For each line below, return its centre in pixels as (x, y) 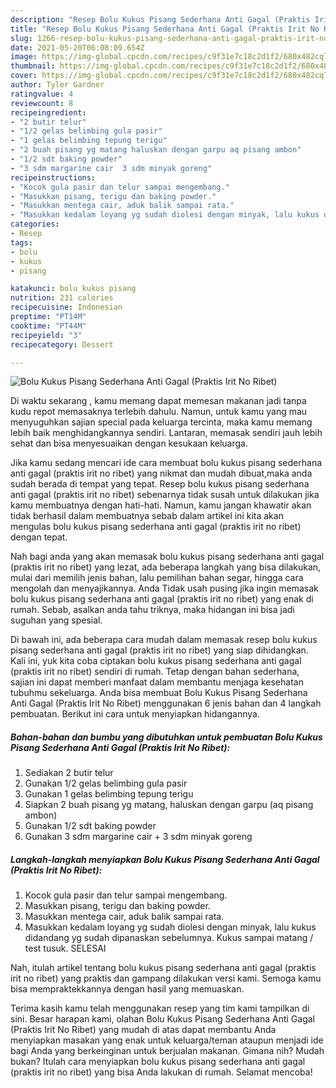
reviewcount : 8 (42, 103)
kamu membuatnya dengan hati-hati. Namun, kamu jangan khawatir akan (161, 505)
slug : (21, 38)
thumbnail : (33, 66)
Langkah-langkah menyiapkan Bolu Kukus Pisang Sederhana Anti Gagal (165, 859)
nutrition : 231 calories (62, 298)
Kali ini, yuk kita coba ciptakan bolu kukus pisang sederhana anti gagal (156, 661)
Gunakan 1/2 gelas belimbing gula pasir (106, 783)
